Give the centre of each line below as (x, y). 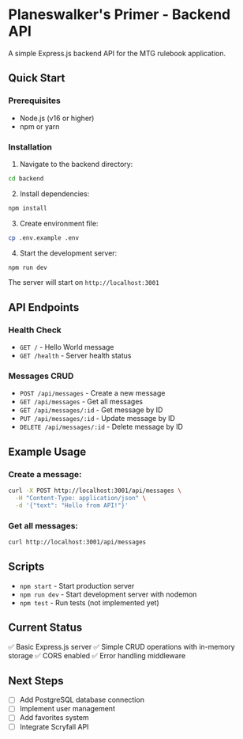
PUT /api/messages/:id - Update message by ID (97, 419)
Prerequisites (34, 100)
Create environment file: (59, 223)
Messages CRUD (41, 376)
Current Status (45, 628)
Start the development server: (68, 253)
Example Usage (47, 451)
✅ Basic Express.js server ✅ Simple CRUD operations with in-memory (121, 646)
